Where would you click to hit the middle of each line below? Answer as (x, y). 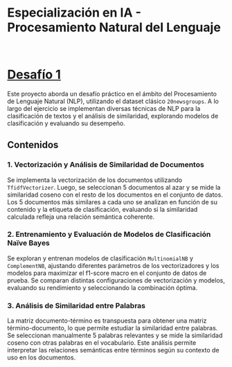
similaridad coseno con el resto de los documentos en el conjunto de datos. (115, 195)
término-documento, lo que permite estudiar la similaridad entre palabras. (113, 328)
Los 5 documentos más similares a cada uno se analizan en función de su (113, 202)
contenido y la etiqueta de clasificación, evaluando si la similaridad (102, 209)
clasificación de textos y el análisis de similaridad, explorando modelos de (113, 116)
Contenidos (33, 145)
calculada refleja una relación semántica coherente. (81, 217)
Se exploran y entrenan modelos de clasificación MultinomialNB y (100, 258)
